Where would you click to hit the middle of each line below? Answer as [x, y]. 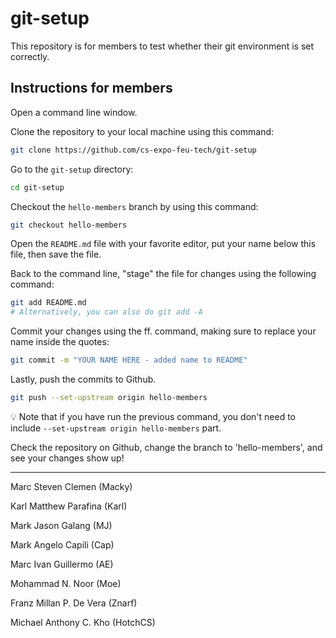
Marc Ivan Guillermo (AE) [62, 564]
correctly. [30, 56]
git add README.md [48, 303]
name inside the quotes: [60, 342]
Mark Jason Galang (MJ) [61, 525]
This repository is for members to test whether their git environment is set [162, 46]
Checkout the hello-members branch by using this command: [134, 206]
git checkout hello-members [69, 225]
